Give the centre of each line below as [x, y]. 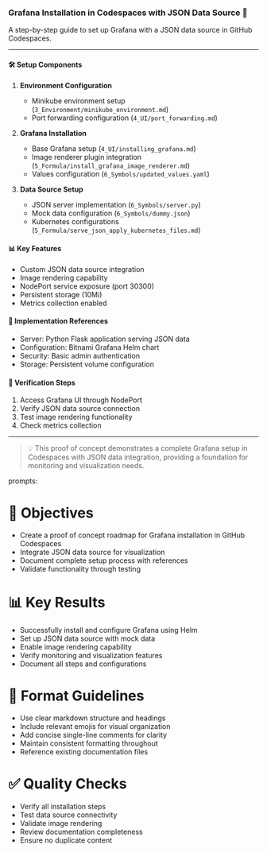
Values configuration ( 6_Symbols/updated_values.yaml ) [121, 173]
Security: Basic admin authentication [80, 355]
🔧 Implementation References [58, 321]
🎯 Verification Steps [42, 382]
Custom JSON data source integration [82, 269]
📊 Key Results [57, 603]
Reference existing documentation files [84, 751]
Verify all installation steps [63, 806]
